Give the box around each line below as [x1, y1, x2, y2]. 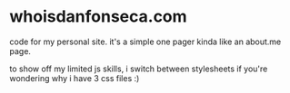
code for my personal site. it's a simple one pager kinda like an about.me [9, 36, 282, 47]
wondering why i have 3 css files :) [9, 72, 140, 83]
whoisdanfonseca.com [9, 6, 188, 27]
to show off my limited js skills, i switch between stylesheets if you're [9, 63, 268, 74]
